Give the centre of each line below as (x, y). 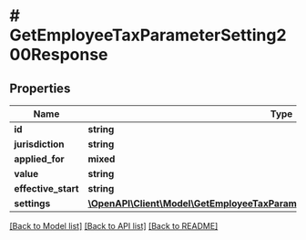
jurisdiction (39, 144)
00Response (59, 55)
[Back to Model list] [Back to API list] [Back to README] (114, 226)
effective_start (46, 188)
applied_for (40, 159)
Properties (40, 88)
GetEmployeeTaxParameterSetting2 (148, 35)
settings (32, 203)
